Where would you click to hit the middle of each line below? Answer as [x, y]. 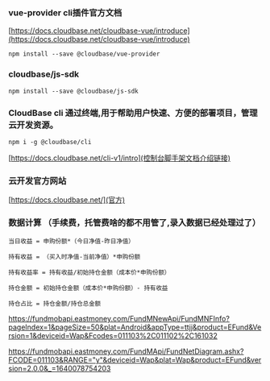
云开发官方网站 [37, 180]
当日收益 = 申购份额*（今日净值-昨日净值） [71, 242]
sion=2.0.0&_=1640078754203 [60, 369]
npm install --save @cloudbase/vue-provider [84, 54]
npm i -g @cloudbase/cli [50, 142]
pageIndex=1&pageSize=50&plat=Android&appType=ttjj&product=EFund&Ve [135, 327]
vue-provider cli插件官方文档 [65, 12]
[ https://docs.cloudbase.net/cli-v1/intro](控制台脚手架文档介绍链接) [120, 158]
